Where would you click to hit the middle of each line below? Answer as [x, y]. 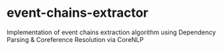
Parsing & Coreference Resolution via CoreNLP [75, 39]
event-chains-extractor [77, 13]
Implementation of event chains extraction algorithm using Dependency [111, 32]
